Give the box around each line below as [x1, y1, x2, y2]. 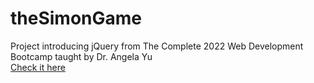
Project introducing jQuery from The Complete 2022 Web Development [10, 40, 304, 52]
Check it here [10, 61, 66, 73]
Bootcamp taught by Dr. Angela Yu [10, 50, 153, 62]
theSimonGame [10, 7, 143, 30]
